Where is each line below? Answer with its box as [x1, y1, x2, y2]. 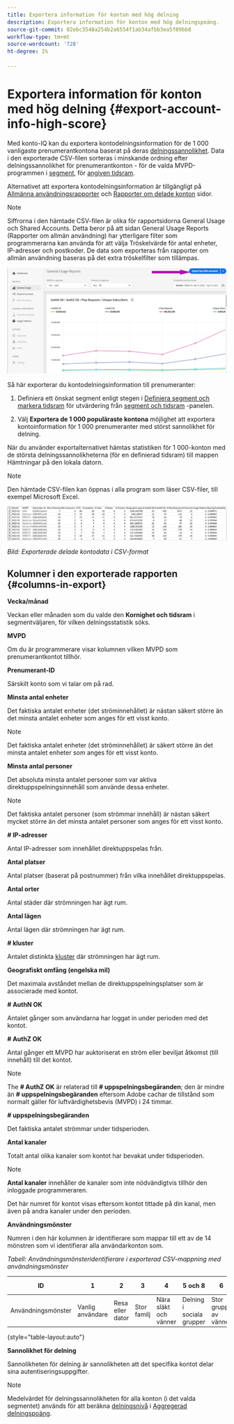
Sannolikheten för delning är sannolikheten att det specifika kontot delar [7, 1360, 214, 1368]
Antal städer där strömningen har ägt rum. [7, 898, 127, 907]
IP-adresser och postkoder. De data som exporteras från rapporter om [7, 246, 209, 255]
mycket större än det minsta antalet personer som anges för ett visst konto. [7, 817, 224, 826]
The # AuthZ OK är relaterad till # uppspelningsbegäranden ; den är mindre [7, 1083, 225, 1091]
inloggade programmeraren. [7, 1186, 88, 1195]
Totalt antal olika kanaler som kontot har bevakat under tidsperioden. [7, 1151, 205, 1160]
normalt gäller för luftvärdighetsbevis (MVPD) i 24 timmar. [7, 1098, 173, 1106]
